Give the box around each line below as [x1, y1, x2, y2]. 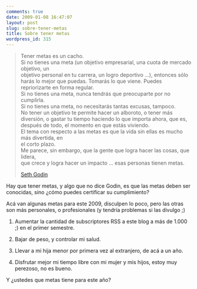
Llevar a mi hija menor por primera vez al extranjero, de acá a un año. [14, 247, 183, 254]
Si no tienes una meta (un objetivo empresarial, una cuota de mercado [20, 59, 192, 66]
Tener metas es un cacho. [20, 53, 84, 59]
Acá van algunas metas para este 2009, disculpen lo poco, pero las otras [6, 200, 184, 207]
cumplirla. [20, 97, 45, 104]
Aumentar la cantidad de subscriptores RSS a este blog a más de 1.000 [14, 218, 188, 225]
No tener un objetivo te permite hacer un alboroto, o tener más [20, 109, 173, 116]
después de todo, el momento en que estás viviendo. [20, 122, 150, 129]
